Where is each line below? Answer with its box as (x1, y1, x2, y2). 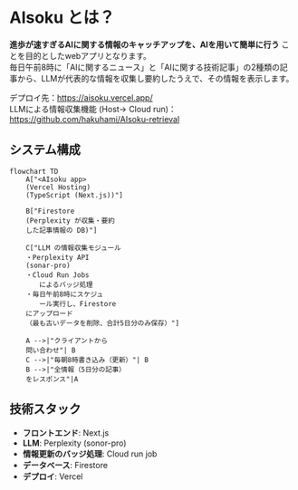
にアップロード (25, 309, 73, 318)
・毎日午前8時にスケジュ (25, 290, 104, 299)
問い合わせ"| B (25, 345, 76, 355)
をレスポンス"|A (25, 374, 79, 384)
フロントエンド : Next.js (22, 427, 110, 438)
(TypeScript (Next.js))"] (25, 190, 124, 199)
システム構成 (9, 142, 82, 158)
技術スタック (9, 401, 82, 417)
